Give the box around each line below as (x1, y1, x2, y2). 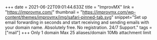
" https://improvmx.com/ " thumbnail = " (5, 9, 83, 15)
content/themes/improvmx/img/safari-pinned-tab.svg (5, 14, 112, 20)
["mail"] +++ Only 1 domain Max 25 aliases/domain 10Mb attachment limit (5, 30, 151, 35)
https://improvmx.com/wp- (82, 9, 136, 15)
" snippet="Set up (111, 14, 147, 20)
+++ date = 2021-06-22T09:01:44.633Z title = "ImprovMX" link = (5, 4, 134, 10)
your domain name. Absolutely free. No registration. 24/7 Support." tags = (5, 25, 152, 30)
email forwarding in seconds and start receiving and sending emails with (5, 19, 150, 25)
